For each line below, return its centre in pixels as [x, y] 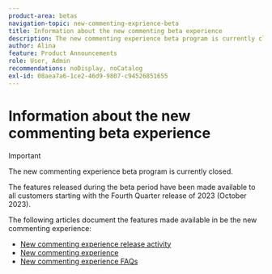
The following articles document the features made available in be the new [133, 220]
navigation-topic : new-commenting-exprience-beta [94, 23]
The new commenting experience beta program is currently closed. [121, 171]
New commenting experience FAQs [79, 261]
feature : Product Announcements [63, 53]
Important [25, 155]
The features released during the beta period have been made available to [132, 187]
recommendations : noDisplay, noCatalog [76, 69]
